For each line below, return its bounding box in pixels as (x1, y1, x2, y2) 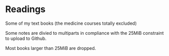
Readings (5, 4, 46, 15)
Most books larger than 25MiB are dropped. (5, 45, 96, 51)
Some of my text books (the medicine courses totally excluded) (5, 20, 137, 26)
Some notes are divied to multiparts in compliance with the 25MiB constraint (5, 30, 164, 36)
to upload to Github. (5, 35, 47, 41)
